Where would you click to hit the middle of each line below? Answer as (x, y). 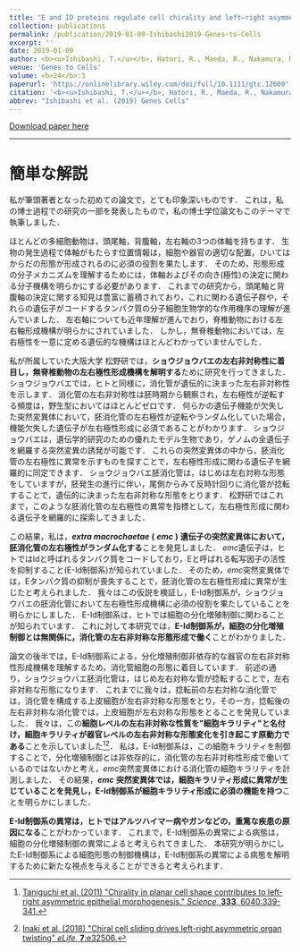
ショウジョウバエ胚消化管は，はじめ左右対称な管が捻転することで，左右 (157, 679)
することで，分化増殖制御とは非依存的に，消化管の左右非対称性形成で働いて (150, 757)
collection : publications (57, 26)
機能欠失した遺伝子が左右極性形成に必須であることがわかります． (130, 428)
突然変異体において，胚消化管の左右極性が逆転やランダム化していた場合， (153, 417)
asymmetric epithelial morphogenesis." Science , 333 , (140, 901)
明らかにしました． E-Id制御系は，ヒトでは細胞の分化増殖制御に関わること (147, 615)
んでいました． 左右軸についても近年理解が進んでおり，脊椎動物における (142, 319)
